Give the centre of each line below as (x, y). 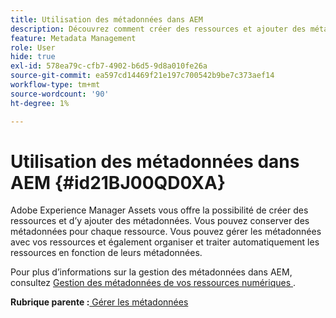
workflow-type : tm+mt (55, 85)
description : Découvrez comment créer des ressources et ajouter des (158, 29)
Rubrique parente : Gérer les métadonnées (99, 302)
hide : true (33, 57)
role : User (33, 47)
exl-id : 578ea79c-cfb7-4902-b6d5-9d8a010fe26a (109, 66)
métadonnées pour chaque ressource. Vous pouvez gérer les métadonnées (166, 232)
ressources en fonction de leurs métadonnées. (106, 253)
